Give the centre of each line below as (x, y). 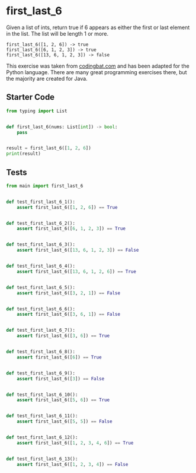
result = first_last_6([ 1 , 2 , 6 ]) (49, 148)
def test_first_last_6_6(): (41, 309)
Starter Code (30, 97)
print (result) (24, 154)
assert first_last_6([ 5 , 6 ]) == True (63, 400)
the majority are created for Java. (47, 78)
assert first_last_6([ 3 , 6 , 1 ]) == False (68, 315)
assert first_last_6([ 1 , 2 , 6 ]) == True (67, 207)
